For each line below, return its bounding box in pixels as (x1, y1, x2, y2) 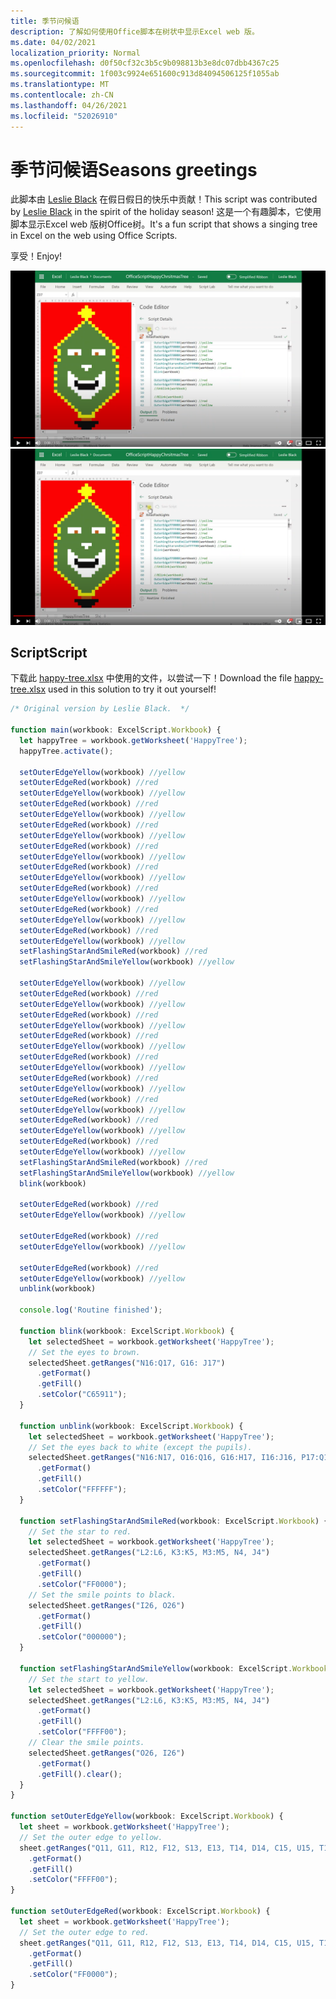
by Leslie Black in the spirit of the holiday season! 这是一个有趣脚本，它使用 (10, 206, 322, 218)
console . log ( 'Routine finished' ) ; (19, 1305, 163, 1315)
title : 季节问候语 (10, 16, 80, 26)
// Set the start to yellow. (28, 1674, 150, 1684)
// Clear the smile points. (28, 1738, 145, 1748)
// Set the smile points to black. (28, 1590, 177, 1600)
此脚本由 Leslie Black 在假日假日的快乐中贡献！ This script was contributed (10, 193, 318, 205)
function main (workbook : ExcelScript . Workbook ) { (10, 725, 222, 735)
